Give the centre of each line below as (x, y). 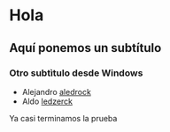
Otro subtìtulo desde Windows (76, 73)
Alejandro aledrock (56, 92)
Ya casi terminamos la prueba (63, 118)
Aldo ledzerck (47, 101)
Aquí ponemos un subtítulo (85, 48)
